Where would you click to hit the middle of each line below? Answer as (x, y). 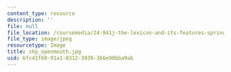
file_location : (29, 33)
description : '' (30, 20)
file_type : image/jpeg (40, 39)
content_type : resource (41, 13)
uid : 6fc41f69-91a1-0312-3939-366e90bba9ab (70, 58)
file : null (23, 26)
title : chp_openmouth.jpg (44, 52)
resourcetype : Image (37, 45)
